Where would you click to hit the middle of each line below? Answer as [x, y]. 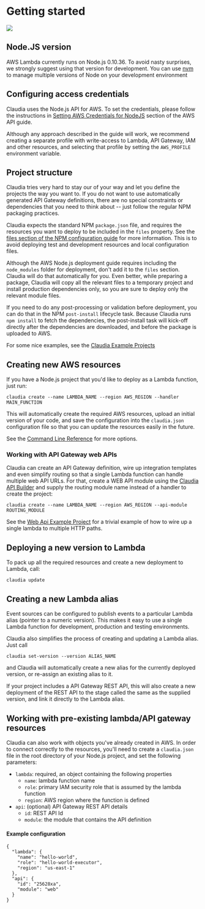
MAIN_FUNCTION [24, 402]
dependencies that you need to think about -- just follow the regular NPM [99, 207]
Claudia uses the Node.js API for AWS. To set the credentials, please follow [101, 109]
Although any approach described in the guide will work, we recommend [98, 134]
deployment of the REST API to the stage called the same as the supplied [99, 693]
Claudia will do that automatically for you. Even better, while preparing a [97, 276]
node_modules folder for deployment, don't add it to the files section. [93, 270]
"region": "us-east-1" [46, 868]
